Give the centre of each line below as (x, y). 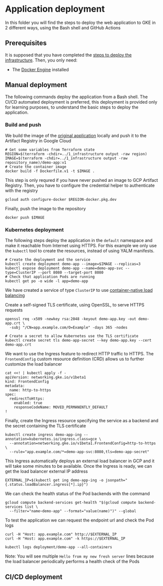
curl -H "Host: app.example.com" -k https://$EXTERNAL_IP (65, 539)
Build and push (23, 125)
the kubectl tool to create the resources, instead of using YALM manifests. (80, 251)
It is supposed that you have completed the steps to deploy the (68, 55)
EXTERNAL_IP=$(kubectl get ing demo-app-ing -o (54, 480)
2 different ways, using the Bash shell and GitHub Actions (63, 27)
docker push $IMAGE (25, 217)
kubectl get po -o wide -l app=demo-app (47, 281)
